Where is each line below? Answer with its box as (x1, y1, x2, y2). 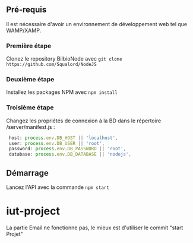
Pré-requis (6, 5, 47, 15)
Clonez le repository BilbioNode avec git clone (6, 55, 123, 62)
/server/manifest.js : (6, 123, 55, 130)
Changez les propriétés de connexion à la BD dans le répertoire (6, 117, 162, 124)
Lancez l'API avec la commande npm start (6, 184, 110, 191)
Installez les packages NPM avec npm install (6, 89, 118, 96)
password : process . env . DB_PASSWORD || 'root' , (8, 146, 126, 152)
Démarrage (6, 168, 49, 178)
